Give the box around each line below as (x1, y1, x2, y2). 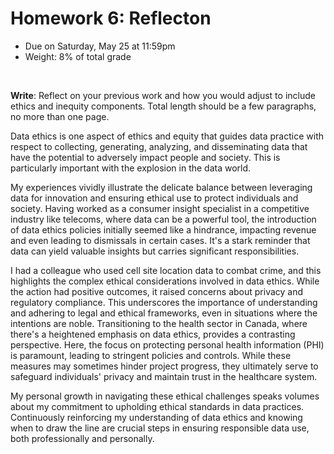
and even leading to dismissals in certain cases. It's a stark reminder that (10, 234, 311, 246)
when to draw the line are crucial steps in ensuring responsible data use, (10, 422, 310, 434)
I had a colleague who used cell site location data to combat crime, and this (10, 264, 322, 276)
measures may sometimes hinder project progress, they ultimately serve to (10, 360, 319, 372)
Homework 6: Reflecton (10, 7, 212, 30)
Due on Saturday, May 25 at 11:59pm (24, 40, 176, 52)
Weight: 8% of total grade (24, 50, 132, 62)
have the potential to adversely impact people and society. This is (10, 151, 281, 163)
